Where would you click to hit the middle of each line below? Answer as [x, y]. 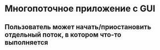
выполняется [26, 42]
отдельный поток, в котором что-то [63, 34]
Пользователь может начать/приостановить [78, 27]
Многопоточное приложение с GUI [80, 9]
